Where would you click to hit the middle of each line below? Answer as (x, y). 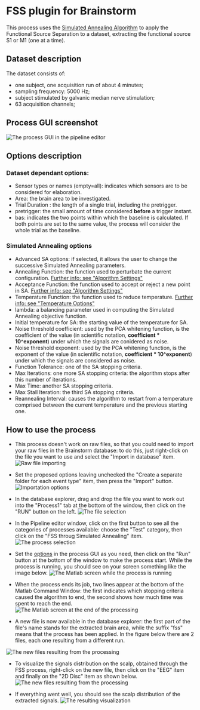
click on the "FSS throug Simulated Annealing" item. (79, 536)
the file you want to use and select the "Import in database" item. (95, 457)
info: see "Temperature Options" (55, 303)
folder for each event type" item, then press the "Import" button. (94, 481)
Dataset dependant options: (48, 173)
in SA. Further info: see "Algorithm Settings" (69, 290)
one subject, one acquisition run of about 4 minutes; (79, 85)
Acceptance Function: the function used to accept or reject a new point (102, 284)
